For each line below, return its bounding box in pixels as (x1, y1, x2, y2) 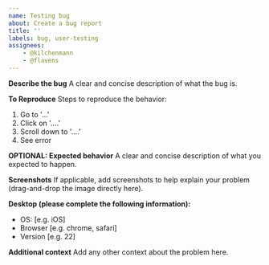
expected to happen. (8, 159, 77, 169)
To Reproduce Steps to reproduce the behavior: (8, 94, 167, 104)
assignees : (8, 42, 45, 50)
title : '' (8, 26, 42, 35)
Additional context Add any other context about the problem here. (8, 247, 229, 257)
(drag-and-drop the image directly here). (8, 183, 144, 193)
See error (19, 135, 52, 145)
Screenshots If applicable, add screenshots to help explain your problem (8, 174, 251, 185)
